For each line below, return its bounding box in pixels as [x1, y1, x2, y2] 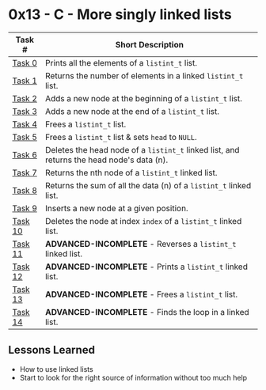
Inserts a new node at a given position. [44, 203, 188, 214]
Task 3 [12, 105, 38, 116]
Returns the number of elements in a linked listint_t [44, 70, 244, 81]
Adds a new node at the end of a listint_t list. [44, 105, 220, 116]
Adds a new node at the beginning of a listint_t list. [44, 93, 243, 104]
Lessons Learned [8, 343, 95, 357]
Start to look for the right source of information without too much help [19, 373, 248, 382]
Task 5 [12, 131, 38, 142]
